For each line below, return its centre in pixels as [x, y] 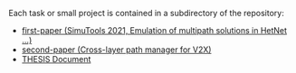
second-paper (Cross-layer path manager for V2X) [116, 50]
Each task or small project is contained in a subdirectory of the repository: [146, 13]
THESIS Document [56, 59]
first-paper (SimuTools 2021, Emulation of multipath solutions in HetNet [154, 30]
